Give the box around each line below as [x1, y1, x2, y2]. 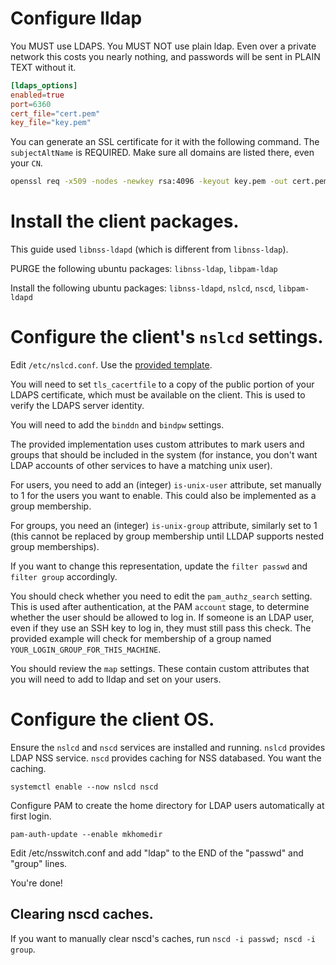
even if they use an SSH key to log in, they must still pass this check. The [10, 622, 312, 634]
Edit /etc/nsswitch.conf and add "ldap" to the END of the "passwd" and [10, 847, 304, 859]
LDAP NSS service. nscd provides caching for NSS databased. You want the [10, 752, 322, 764]
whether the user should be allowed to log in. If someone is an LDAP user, [10, 612, 315, 624]
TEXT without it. [10, 61, 77, 73]
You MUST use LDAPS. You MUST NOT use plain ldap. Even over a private [10, 40, 317, 52]
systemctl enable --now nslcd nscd [10, 782, 159, 792]
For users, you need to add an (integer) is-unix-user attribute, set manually [10, 479, 322, 491]
